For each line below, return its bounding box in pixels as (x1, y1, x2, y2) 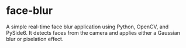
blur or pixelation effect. (6, 35, 64, 42)
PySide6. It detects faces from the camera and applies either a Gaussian (6, 29, 180, 36)
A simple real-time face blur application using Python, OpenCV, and (6, 23, 169, 30)
